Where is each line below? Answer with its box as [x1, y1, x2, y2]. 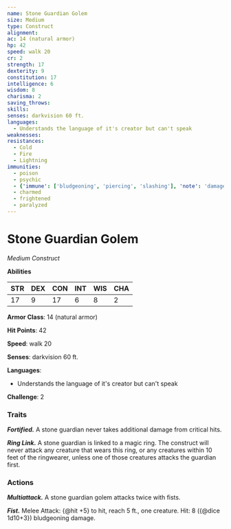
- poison [13, 170, 38, 177]
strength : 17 [7, 61, 45, 68]
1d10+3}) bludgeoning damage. [7, 514, 96, 522]
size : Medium [7, 16, 45, 23]
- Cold [13, 144, 32, 151]
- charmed [13, 189, 41, 196]
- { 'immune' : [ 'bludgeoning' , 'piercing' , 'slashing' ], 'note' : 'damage [13, 183, 226, 190]
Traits [7, 409, 27, 419]
